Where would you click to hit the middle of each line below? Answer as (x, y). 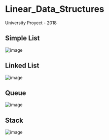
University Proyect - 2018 (31, 23)
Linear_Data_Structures (55, 9)
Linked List (22, 66)
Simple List (23, 38)
